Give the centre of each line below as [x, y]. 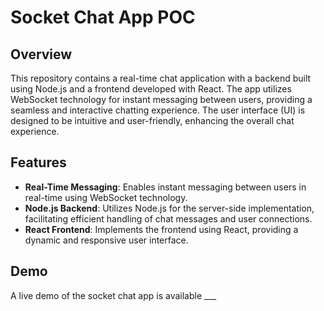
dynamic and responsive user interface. [106, 240]
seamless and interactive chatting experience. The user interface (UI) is [158, 110]
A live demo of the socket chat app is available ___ [113, 295]
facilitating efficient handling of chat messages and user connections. [168, 218]
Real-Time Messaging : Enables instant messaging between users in [165, 187]
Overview [41, 54]
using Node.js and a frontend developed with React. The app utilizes [151, 89]
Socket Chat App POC [103, 17]
